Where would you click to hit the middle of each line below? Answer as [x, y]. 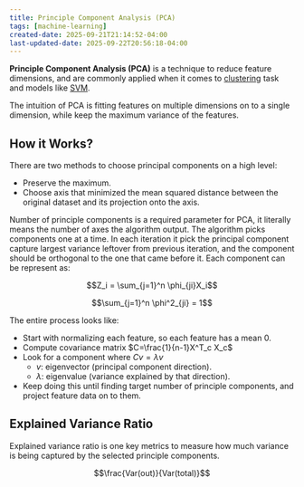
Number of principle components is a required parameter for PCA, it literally [150, 220]
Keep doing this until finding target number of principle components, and [158, 387]
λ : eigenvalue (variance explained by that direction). [133, 377]
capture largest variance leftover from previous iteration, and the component [152, 249]
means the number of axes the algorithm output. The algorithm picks [138, 229]
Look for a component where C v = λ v [93, 358]
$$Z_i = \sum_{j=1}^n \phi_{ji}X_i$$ [152, 285]
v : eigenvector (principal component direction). [124, 367]
